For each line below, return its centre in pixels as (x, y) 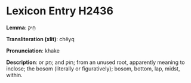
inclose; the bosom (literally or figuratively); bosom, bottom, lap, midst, (93, 68)
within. (14, 75)
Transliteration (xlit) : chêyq (40, 39)
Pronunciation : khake (33, 50)
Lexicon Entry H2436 (60, 11)
